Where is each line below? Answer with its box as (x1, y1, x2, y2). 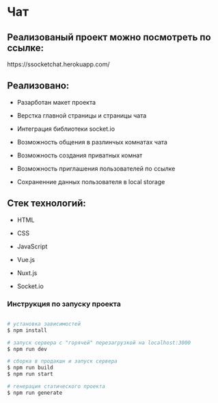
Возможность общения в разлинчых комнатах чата (16, 138, 167, 146)
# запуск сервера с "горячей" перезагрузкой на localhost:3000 (7, 339, 191, 346)
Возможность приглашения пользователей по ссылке (16, 164, 176, 172)
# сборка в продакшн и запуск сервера (7, 358, 118, 365)
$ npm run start (7, 371, 53, 378)
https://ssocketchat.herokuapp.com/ (7, 60, 110, 68)
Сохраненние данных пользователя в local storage (16, 177, 165, 185)
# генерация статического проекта (7, 383, 106, 390)
